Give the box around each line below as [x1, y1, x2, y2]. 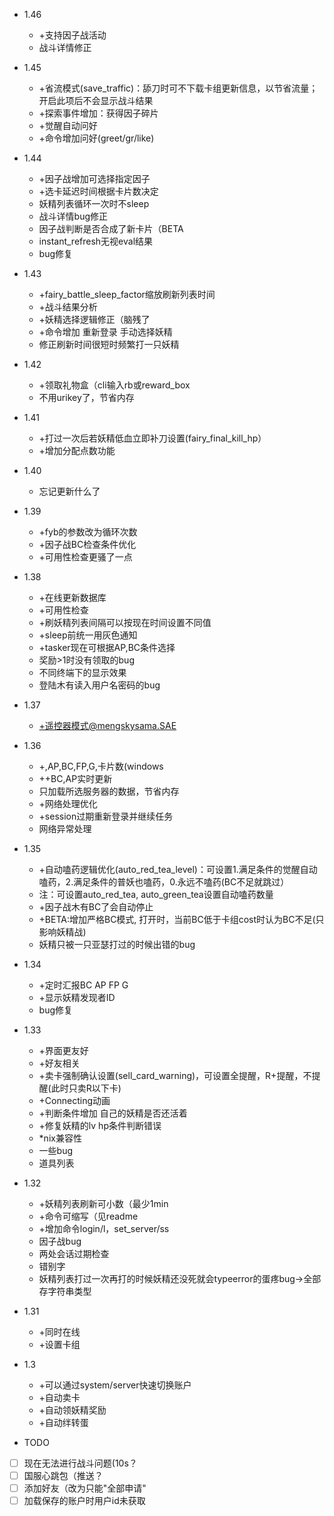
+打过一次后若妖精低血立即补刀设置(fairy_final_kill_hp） [38, 432, 267, 444]
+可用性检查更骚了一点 [38, 551, 133, 563]
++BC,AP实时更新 [38, 773, 113, 784]
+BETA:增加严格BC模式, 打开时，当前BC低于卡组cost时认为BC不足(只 [38, 914, 325, 925]
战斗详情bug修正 [38, 210, 109, 222]
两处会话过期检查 [38, 1248, 110, 1259]
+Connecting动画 [38, 1095, 111, 1106]
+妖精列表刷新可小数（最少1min [38, 1198, 169, 1209]
